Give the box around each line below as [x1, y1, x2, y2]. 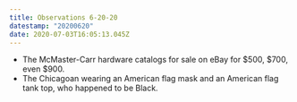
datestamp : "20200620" [9, 21, 94, 30]
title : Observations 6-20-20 [9, 13, 118, 22]
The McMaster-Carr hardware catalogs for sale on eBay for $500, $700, [21, 55, 289, 65]
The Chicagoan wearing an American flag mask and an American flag [21, 73, 279, 84]
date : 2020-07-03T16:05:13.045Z [9, 30, 130, 38]
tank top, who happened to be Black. [21, 82, 158, 94]
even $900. [21, 64, 65, 74]
